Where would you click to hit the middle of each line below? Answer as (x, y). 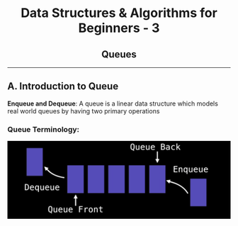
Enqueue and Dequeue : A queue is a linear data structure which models (113, 103)
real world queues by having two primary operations (84, 111)
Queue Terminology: (44, 129)
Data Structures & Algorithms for (119, 13)
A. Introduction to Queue (63, 86)
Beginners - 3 (119, 28)
